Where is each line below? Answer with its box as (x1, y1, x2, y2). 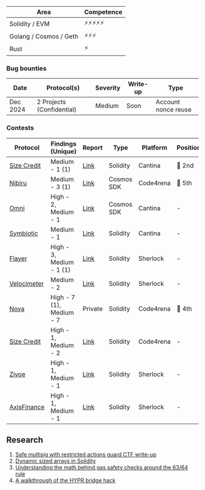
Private (82, 304, 103, 313)
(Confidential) (36, 105, 77, 114)
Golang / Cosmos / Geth (9, 32, 79, 40)
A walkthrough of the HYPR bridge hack (15, 477, 116, 484)
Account (155, 98, 180, 106)
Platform (142, 143, 168, 152)
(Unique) (50, 147, 77, 155)
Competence (84, 8, 123, 16)
